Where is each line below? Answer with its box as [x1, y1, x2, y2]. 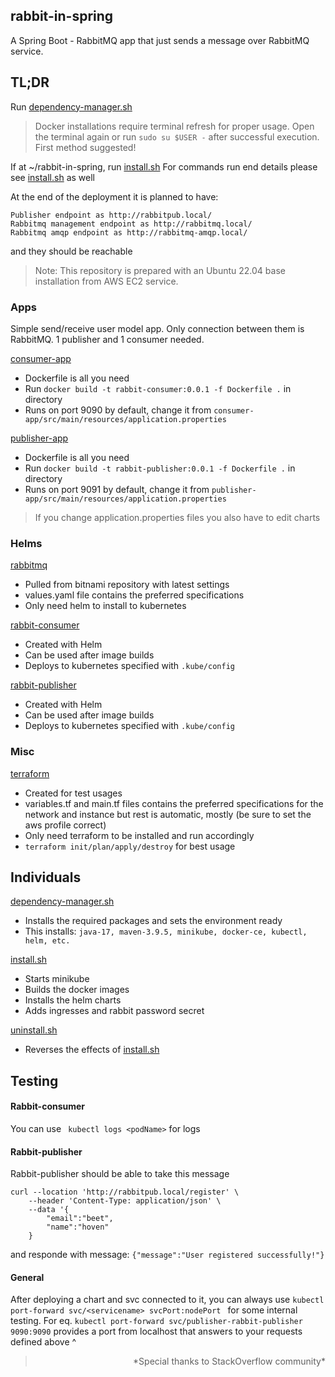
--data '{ [28, 1205, 70, 1215]
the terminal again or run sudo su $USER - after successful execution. [34, 130, 320, 143]
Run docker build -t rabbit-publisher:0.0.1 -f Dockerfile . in [24, 462, 296, 474]
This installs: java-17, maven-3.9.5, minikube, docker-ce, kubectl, [24, 925, 308, 938]
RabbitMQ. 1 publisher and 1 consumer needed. [10, 333, 205, 345]
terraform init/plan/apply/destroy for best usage [24, 840, 236, 852]
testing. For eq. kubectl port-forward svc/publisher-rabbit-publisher [10, 1315, 303, 1327]
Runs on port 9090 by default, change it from [24, 404, 212, 416]
